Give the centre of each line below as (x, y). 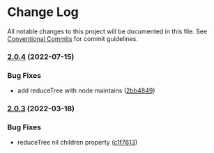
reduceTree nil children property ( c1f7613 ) (77, 143)
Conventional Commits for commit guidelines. (72, 38)
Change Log (43, 12)
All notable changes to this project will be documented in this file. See (107, 31)
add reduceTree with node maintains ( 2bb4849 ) (86, 90)
